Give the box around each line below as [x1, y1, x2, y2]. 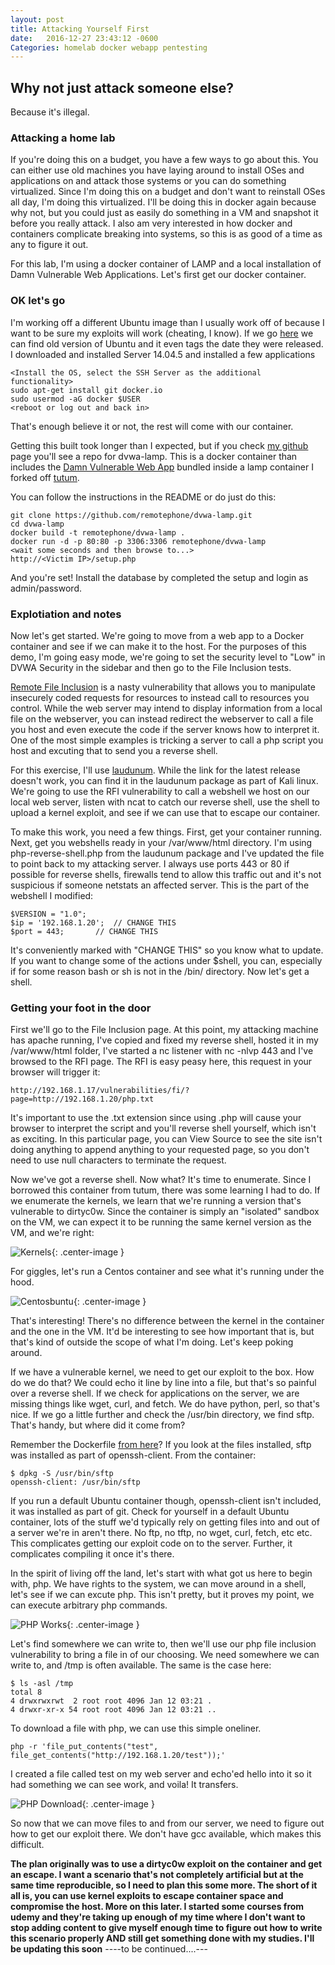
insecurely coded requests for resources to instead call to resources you [10, 691, 310, 703]
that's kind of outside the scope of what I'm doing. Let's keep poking [10, 1336, 294, 1348]
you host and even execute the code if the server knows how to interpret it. [10, 723, 320, 735]
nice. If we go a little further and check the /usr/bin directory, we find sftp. [10, 1409, 315, 1421]
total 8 [10, 1687, 43, 1698]
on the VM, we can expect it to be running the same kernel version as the [10, 1216, 312, 1228]
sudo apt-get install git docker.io [10, 385, 163, 395]
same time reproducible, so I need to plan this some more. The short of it [10, 1879, 318, 1891]
